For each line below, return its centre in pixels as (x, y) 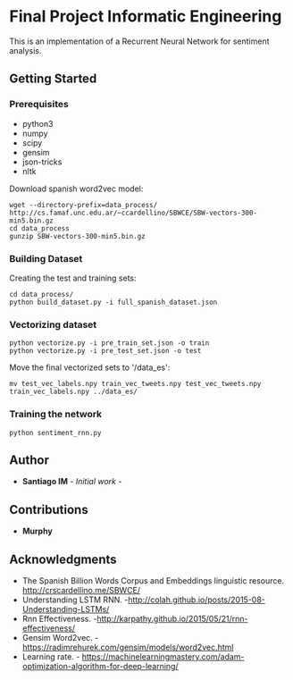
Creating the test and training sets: (73, 278)
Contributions (49, 510)
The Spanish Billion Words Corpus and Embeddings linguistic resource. (153, 580)
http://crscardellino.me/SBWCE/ (81, 590)
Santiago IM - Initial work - (72, 482)
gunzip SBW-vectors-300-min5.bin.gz (77, 236)
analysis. (25, 50)
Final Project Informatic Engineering (146, 17)
